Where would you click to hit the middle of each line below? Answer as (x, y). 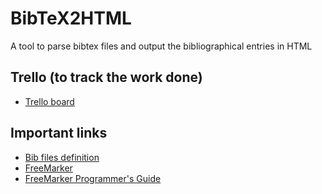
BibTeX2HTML (71, 18)
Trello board (49, 101)
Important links (59, 133)
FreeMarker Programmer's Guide (93, 178)
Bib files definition (62, 157)
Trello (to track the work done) (106, 77)
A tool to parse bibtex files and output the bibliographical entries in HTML (161, 46)
